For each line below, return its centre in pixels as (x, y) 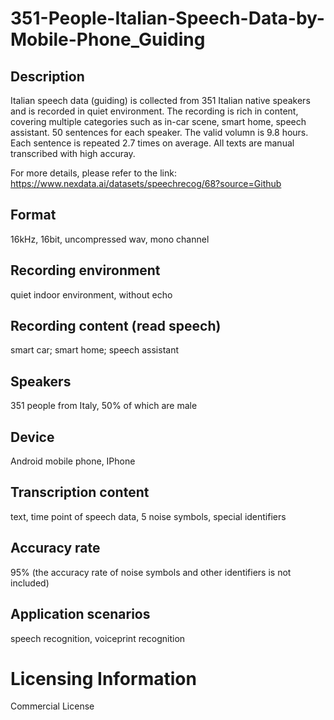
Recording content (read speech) (116, 326)
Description (47, 76)
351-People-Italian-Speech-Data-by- (167, 18)
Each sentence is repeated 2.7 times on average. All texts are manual (152, 143)
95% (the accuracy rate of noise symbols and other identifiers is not (151, 572)
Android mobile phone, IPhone (73, 461)
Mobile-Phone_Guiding (108, 39)
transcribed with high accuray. (73, 153)
